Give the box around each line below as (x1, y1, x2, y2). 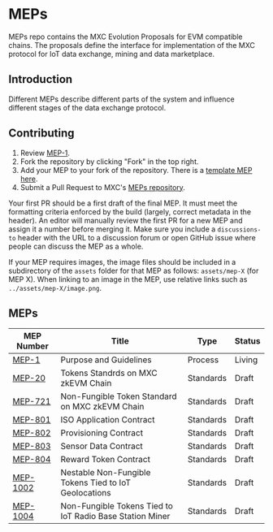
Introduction (8, 72, 73, 86)
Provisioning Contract (60, 427, 144, 439)
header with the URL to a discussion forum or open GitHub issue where (17, 232, 256, 242)
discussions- (217, 225, 262, 234)
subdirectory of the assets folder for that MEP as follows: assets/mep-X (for (8, 266, 259, 275)
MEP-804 (12, 454, 51, 465)
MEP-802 (12, 427, 51, 439)
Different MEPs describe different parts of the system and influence (8, 94, 235, 104)
